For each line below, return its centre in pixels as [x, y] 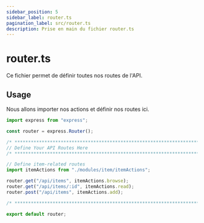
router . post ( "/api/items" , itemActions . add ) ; [65, 192]
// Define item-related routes [46, 164]
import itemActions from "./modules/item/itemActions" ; [78, 170]
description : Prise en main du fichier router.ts [70, 29]
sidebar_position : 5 [32, 12]
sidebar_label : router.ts [39, 18]
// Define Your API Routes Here [47, 148]
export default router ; [36, 214]
